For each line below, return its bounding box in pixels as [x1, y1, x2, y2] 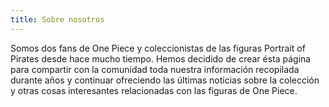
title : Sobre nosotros [10, 14, 105, 25]
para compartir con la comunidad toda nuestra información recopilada [10, 63, 300, 75]
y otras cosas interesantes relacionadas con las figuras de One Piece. [10, 84, 298, 96]
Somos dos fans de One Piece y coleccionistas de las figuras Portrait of [10, 42, 306, 54]
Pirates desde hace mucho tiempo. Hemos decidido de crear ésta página [10, 52, 312, 65]
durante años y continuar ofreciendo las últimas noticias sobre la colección [10, 74, 320, 86]
